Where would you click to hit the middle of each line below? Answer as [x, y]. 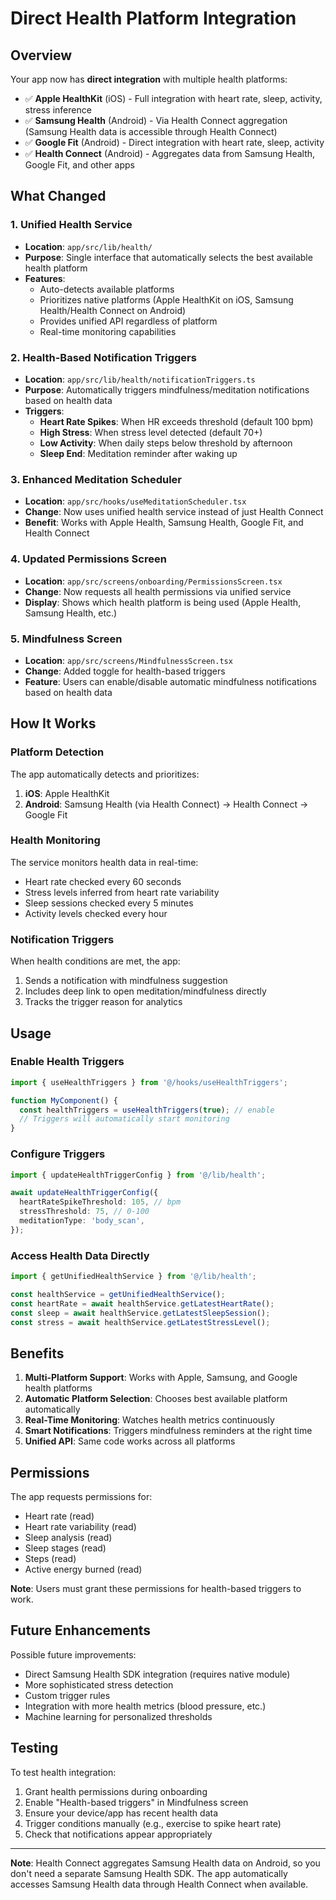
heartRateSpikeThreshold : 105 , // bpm [100, 1202]
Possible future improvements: [73, 1654]
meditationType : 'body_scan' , [82, 1221]
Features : [45, 278]
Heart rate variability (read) [80, 1527]
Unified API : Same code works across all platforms [130, 1441]
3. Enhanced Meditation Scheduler [96, 479]
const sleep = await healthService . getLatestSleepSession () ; [140, 1313]
